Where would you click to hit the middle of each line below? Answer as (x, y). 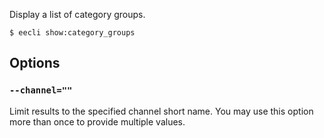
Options (35, 63)
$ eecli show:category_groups (72, 33)
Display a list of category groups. (77, 14)
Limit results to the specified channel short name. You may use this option (161, 111)
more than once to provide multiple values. (97, 121)
